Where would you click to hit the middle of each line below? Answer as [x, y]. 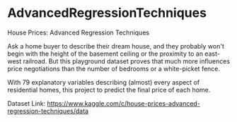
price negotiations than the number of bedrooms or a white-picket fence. [114, 68]
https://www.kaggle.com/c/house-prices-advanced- [123, 103]
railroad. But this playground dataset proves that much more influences [127, 61]
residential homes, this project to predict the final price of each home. [109, 90]
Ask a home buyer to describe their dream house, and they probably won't [116, 46]
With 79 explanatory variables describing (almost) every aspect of [104, 82]
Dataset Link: [27, 103]
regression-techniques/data [48, 111]
